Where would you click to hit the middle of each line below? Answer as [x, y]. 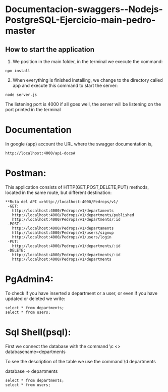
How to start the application [50, 49]
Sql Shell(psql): [38, 332]
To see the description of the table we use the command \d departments [81, 361]
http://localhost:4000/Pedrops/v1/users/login [62, 237]
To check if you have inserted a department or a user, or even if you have [81, 293]
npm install [18, 71]
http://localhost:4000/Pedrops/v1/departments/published [73, 215]
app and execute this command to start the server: [65, 85]
